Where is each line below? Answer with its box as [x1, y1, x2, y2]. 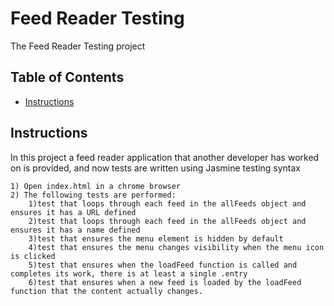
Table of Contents [10, 69, 125, 86]
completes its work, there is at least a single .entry [10, 268, 248, 279]
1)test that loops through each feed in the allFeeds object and [28, 198, 307, 209]
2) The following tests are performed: [10, 190, 177, 200]
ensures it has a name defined [10, 225, 141, 235]
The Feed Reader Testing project [10, 40, 146, 52]
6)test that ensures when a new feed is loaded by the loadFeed [28, 277, 302, 287]
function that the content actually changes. [10, 286, 203, 296]
